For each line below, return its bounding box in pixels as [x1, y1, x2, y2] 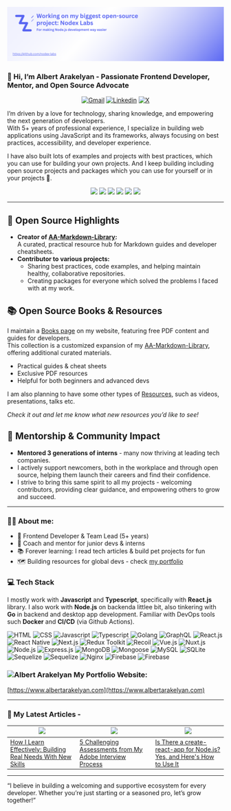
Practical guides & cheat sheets [16, 361, 107, 370]
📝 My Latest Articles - [7, 709, 81, 719]
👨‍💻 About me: [7, 516, 54, 526]
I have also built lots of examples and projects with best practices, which [7, 152, 213, 160]
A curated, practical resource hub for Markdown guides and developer [16, 240, 217, 249]
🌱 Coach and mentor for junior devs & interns [16, 539, 146, 547]
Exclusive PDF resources [16, 369, 88, 377]
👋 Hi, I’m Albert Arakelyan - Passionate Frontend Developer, [7, 72, 210, 81]
